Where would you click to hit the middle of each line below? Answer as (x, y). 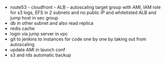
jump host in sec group (34, 18)
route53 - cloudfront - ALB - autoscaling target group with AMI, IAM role (85, 7)
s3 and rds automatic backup (40, 55)
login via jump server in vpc (39, 34)
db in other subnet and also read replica (52, 23)
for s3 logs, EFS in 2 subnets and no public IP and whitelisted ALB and (83, 12)
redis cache (22, 28)
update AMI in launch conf (38, 50)
